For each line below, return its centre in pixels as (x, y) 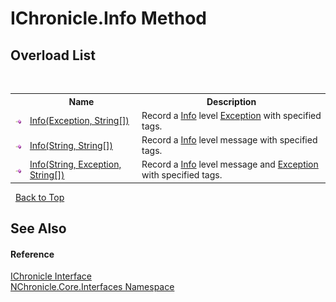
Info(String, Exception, (75, 164)
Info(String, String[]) (71, 145)
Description (231, 101)
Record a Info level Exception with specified (231, 115)
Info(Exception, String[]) (79, 121)
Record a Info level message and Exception (230, 164)
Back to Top (39, 197)
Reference (32, 254)
